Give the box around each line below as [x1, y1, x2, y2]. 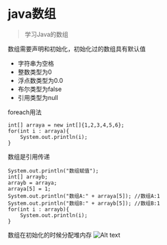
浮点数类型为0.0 [17, 76, 64, 84]
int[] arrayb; [8, 173, 49, 180]
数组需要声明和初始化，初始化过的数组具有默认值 [8, 44, 146, 53]
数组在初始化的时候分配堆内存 [8, 231, 92, 239]
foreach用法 [8, 107, 42, 116]
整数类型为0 [17, 68, 52, 76]
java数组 [8, 6, 57, 22]
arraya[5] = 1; [8, 185, 51, 192]
